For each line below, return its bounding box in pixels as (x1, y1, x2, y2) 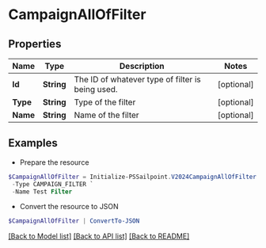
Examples (8, 136, 58, 150)
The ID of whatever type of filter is (74, 74, 202, 85)
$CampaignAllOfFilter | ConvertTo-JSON (8, 217, 140, 225)
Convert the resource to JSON (19, 202, 119, 212)
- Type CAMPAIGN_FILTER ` (11, 180, 93, 188)
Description (119, 61, 165, 71)
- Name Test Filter (11, 188, 73, 196)
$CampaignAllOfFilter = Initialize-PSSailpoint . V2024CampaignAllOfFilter (8, 173, 257, 181)
